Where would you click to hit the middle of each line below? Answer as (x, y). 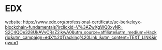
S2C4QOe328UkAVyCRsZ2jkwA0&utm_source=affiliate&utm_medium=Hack (81, 32)
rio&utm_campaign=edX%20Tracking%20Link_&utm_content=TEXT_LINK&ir (81, 37)
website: (14, 22)
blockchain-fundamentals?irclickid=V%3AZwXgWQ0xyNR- (64, 27)
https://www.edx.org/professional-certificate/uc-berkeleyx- (82, 22)
